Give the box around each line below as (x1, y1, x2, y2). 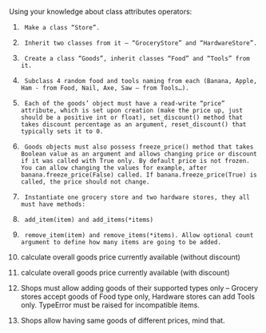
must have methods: (20, 200, 86, 208)
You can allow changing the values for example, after (20, 164, 208, 172)
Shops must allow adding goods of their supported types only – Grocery (20, 283, 259, 292)
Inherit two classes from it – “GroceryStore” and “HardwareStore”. (24, 39, 258, 47)
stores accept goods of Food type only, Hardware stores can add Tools (20, 291, 255, 301)
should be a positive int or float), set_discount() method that (20, 113, 243, 121)
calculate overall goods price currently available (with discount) (20, 268, 230, 277)
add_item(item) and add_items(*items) (24, 216, 154, 224)
